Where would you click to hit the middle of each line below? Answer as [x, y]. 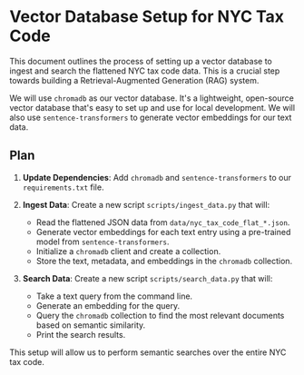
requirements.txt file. [63, 187]
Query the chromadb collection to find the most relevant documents [160, 315]
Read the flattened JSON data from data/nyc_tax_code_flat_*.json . [163, 222]
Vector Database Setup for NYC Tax [147, 17]
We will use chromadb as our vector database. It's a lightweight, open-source [152, 98]
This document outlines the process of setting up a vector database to [141, 61]
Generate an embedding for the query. [108, 305]
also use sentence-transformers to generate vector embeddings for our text [151, 117]
